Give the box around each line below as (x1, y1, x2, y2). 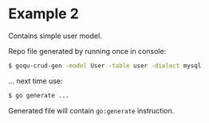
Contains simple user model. (8, 31, 102, 40)
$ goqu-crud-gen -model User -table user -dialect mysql (8, 61, 202, 70)
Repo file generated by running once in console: (8, 46, 167, 56)
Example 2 (8, 5, 80, 23)
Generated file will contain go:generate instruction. (8, 106, 175, 115)
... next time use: (8, 76, 63, 86)
